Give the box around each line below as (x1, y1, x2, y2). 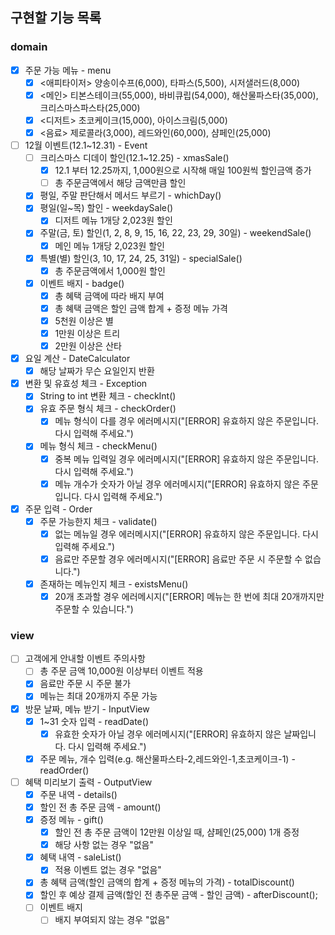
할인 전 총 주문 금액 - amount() (39, 801, 162, 813)
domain (10, 40, 48, 54)
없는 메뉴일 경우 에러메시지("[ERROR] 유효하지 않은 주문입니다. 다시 (54, 528, 319, 540)
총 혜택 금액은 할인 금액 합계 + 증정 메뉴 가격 (54, 302, 228, 314)
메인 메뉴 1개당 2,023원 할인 (54, 239, 165, 252)
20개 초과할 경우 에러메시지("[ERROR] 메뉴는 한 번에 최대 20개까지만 (54, 590, 325, 602)
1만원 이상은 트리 (54, 327, 121, 339)
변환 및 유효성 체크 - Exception (24, 378, 148, 390)
